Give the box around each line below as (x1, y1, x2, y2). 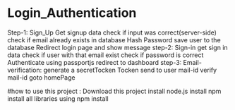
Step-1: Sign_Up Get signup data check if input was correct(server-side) (7, 28, 217, 37)
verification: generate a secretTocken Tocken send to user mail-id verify (7, 66, 217, 74)
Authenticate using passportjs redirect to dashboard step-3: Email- (7, 58, 203, 66)
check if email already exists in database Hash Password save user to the (7, 35, 221, 44)
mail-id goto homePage (7, 73, 76, 82)
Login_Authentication (7, 5, 137, 21)
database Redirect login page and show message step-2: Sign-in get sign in (7, 43, 228, 51)
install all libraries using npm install (7, 94, 109, 103)
